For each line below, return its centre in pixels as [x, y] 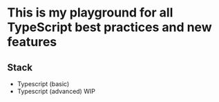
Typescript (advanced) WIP [56, 91]
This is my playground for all [90, 13]
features [32, 42]
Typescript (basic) [43, 84]
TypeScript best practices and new [109, 27]
